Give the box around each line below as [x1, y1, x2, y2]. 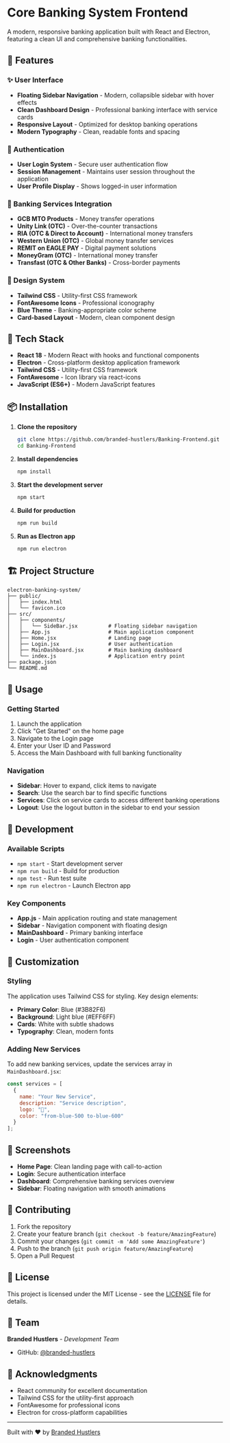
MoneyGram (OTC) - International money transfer [16, 251, 158, 259]
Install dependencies [16, 454, 79, 463]
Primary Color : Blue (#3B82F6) [16, 1005, 106, 1013]
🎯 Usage [7, 683, 43, 695]
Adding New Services [7, 1044, 81, 1054]
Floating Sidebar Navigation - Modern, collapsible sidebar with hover [16, 91, 214, 99]
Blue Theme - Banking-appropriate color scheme [16, 305, 157, 314]
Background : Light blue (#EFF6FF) [16, 1013, 116, 1021]
